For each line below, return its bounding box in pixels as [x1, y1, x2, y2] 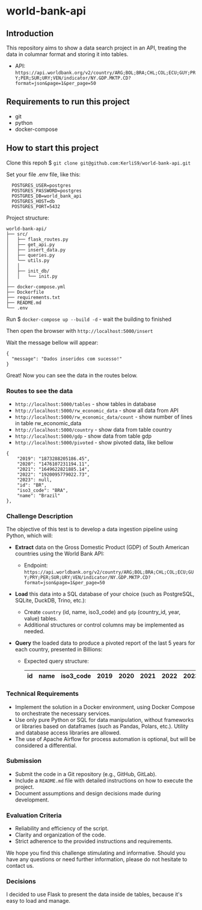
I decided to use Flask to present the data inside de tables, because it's [6, 891, 183, 898]
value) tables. [23, 615, 58, 622]
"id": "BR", [17, 482, 47, 488]
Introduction [6, 28, 54, 39]
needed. [23, 628, 45, 635]
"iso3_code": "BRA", [17, 487, 69, 493]
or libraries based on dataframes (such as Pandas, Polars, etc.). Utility [14, 722, 189, 730]
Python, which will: [6, 532, 53, 539]
